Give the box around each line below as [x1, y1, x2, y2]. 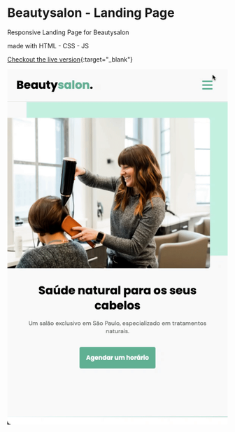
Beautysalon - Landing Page [7, 5, 175, 21]
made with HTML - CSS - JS [7, 41, 90, 50]
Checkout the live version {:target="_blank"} [7, 55, 133, 64]
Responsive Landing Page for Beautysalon [7, 28, 129, 36]
